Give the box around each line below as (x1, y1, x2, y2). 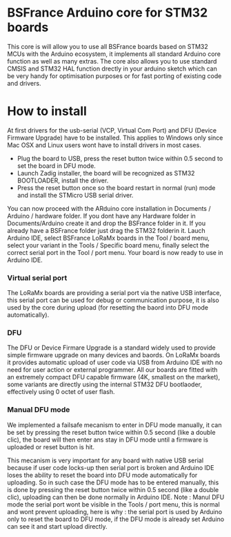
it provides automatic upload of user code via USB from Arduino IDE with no (7, 358, 223, 367)
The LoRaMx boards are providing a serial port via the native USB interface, (7, 289, 222, 297)
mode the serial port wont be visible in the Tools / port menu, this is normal (7, 500, 220, 509)
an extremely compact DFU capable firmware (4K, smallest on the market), (7, 373, 221, 381)
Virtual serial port (7, 273, 68, 283)
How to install (7, 104, 88, 119)
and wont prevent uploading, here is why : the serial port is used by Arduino (7, 507, 223, 516)
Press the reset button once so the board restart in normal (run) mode (17, 183, 216, 191)
